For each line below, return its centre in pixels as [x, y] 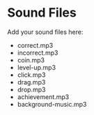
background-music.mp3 [52, 104]
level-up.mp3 [37, 67]
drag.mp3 [31, 82]
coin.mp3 [31, 60]
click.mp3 [31, 75]
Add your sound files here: [45, 32]
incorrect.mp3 [38, 53]
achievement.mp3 [43, 97]
